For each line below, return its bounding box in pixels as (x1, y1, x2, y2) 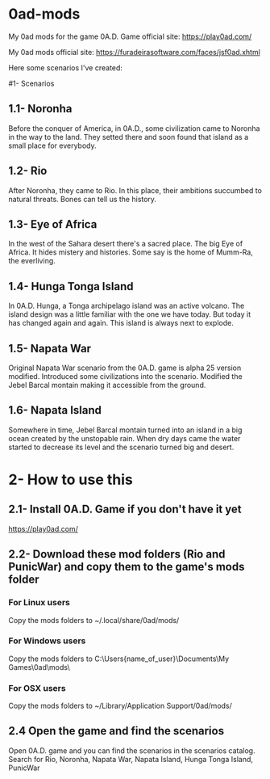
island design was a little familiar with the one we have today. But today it (8, 309, 251, 319)
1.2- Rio (8, 164, 48, 178)
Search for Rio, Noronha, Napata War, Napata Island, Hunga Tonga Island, (8, 754, 254, 764)
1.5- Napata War (8, 341, 91, 356)
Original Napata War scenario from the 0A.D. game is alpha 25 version (8, 363, 242, 373)
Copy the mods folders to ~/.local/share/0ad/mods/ (8, 615, 180, 625)
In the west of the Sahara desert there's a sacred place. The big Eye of (8, 239, 243, 249)
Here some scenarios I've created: (8, 62, 123, 73)
